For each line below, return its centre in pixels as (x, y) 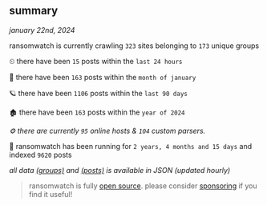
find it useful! (51, 194)
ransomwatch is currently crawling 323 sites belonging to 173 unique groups (134, 46)
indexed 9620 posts (40, 155)
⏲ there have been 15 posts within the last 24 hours (96, 61)
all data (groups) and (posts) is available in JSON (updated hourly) (120, 170)
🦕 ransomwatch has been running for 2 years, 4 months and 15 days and (131, 146)
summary (34, 11)
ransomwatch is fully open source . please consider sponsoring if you (143, 186)
